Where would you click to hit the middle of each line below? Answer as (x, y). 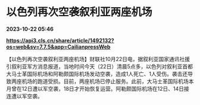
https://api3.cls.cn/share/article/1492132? (60, 40)
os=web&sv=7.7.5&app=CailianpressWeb (58, 47)
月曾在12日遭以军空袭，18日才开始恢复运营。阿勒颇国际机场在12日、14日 (95, 88)
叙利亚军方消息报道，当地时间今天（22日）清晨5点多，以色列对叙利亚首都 (102, 66)
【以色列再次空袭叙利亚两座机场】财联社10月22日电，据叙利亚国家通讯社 (96, 59)
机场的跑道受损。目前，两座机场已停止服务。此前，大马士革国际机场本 (108, 81)
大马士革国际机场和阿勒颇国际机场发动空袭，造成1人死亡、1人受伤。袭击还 (97, 74)
